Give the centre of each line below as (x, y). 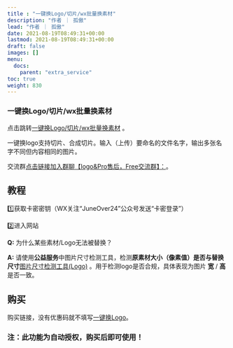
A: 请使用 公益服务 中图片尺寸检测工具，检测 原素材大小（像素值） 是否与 (110, 258)
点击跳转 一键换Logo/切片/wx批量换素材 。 (68, 127)
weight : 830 (24, 85)
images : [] (23, 53)
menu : (15, 60)
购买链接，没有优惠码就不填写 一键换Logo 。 (70, 318)
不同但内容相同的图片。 (47, 151)
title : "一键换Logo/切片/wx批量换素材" (62, 14)
